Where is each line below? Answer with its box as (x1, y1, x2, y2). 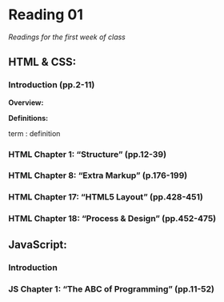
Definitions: (8, 113, 49, 123)
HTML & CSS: (8, 55, 77, 69)
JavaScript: (8, 238, 68, 252)
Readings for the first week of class (8, 32, 126, 42)
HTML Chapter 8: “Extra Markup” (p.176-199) (8, 170, 188, 181)
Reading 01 (8, 6, 84, 24)
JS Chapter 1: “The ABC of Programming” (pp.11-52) (8, 283, 214, 294)
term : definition (8, 128, 61, 138)
